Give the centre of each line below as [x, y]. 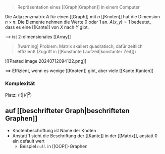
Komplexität [20, 83]
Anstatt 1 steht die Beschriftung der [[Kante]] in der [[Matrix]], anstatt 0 [85, 136]
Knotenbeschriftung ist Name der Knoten [54, 130]
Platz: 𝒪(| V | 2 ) [19, 95]
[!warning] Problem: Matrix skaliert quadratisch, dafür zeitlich [80, 46]
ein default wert [28, 141]
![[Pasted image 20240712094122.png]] [46, 61]
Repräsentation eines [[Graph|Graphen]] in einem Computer [79, 7]
